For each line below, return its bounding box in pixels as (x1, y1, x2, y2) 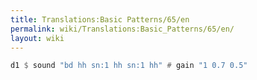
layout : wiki (10, 33, 65, 43)
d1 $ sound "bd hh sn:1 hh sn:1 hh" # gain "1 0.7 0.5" (10, 61, 248, 71)
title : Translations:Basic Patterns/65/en (10, 14, 190, 25)
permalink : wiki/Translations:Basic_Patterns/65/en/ (10, 24, 235, 34)
